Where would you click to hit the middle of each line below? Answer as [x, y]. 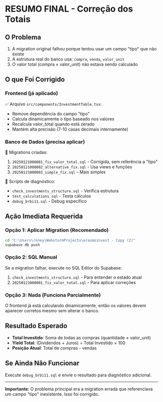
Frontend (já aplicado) [32, 93]
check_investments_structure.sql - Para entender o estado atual [77, 277]
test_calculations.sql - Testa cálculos [51, 196]
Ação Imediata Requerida [44, 216]
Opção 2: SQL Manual [31, 257]
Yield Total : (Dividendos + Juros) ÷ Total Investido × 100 [69, 343]
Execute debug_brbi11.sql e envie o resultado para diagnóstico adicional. [78, 375]
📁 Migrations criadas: [26, 152]
